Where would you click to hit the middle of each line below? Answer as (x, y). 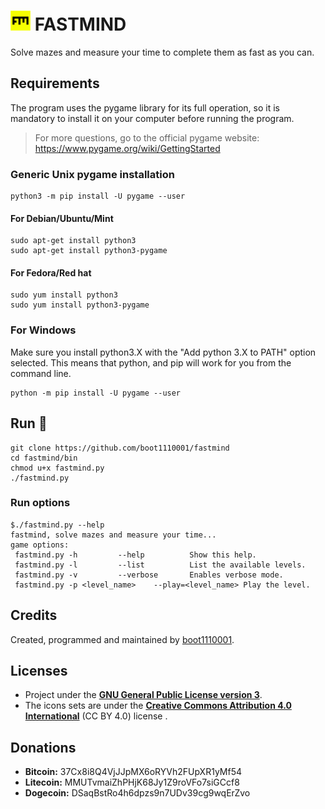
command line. (41, 373)
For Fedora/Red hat (51, 272)
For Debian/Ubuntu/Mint (62, 218)
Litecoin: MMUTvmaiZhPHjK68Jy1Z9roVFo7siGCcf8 (132, 782)
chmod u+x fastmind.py (57, 468)
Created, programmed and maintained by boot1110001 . (122, 639)
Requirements (55, 83)
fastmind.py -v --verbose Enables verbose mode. (149, 575)
